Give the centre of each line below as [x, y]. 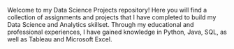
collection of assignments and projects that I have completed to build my [112, 17]
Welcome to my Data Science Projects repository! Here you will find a [107, 10]
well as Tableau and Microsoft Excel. [60, 39]
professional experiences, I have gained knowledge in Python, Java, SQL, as [117, 32]
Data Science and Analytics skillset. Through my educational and [101, 24]
